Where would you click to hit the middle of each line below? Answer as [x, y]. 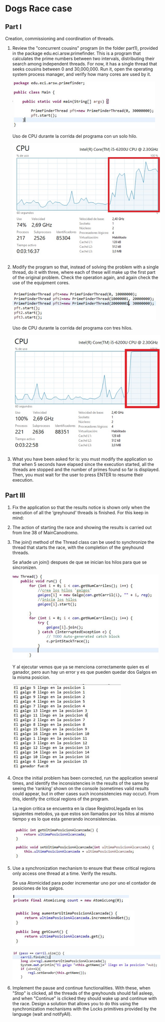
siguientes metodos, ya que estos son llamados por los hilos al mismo [83, 814]
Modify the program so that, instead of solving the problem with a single [85, 267]
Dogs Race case [39, 9]
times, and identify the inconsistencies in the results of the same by [81, 783]
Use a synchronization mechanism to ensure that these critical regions [84, 868]
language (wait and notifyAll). [42, 1014]
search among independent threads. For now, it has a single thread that [85, 64]
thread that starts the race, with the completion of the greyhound [78, 547]
